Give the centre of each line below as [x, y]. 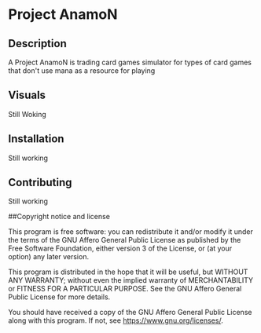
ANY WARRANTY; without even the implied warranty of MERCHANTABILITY [131, 280]
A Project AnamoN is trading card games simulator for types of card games [130, 62]
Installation [36, 139]
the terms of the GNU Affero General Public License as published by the [125, 240]
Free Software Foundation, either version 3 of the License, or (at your [120, 248]
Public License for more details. [59, 297]
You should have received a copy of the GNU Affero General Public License [130, 313]
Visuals [27, 95]
